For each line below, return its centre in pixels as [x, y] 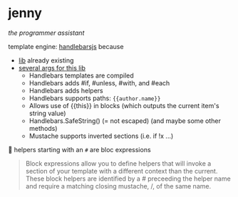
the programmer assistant [46, 33]
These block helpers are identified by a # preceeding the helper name [128, 179]
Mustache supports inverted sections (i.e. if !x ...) [101, 136]
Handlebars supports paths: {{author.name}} [95, 98]
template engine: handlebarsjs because [66, 46]
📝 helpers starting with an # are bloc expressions [80, 149]
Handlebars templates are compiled [81, 75]
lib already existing [46, 60]
